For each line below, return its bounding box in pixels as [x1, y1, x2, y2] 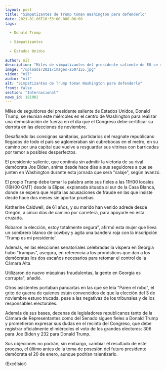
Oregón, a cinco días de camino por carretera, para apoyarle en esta [5, 210, 145, 216]
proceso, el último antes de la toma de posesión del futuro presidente [5, 346, 147, 352]
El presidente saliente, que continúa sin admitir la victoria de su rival [5, 159, 144, 165]
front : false [5, 85, 32, 91]
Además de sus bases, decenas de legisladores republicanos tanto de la [5, 310, 153, 316]
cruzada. [5, 215, 23, 221]
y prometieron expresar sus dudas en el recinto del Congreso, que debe [5, 321, 152, 326]
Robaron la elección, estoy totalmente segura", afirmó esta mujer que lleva [5, 225, 157, 231]
